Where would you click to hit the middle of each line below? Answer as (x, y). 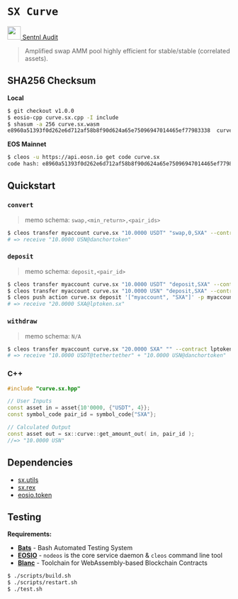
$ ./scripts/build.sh (39, 576)
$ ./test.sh (25, 589)
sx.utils (28, 480)
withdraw (22, 322)
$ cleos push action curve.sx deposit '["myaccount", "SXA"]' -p (106, 297)
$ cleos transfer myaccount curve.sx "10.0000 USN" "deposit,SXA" (107, 291)
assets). (36, 58)
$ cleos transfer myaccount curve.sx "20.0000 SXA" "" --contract (107, 349)
